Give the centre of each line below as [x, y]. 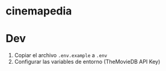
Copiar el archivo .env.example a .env [61, 55]
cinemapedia [39, 11]
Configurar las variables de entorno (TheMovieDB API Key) [87, 62]
